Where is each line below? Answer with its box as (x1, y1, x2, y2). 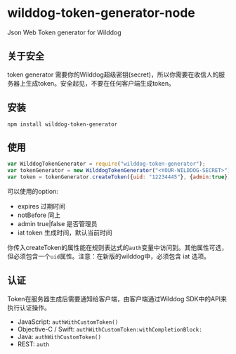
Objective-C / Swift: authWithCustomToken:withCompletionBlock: (17, 324, 202, 333)
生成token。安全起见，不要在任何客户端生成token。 (25, 79, 176, 87)
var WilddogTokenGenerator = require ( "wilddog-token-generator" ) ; (7, 160, 206, 168)
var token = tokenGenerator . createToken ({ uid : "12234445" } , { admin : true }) (7, 173, 231, 181)
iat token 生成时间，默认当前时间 (17, 228, 112, 237)
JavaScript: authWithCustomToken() (17, 317, 119, 326)
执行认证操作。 (7, 303, 51, 312)
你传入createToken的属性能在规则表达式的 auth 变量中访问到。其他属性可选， (7, 244, 228, 251)
